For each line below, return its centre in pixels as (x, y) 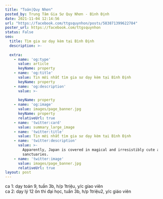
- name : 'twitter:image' (39, 159)
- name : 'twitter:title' (39, 132)
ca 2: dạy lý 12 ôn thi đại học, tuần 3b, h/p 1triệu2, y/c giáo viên (68, 191)
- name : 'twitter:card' (38, 123)
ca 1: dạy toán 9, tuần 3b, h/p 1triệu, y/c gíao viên (54, 186)
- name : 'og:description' (40, 86)
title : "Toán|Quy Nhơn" (29, 9)
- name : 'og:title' (33, 73)
